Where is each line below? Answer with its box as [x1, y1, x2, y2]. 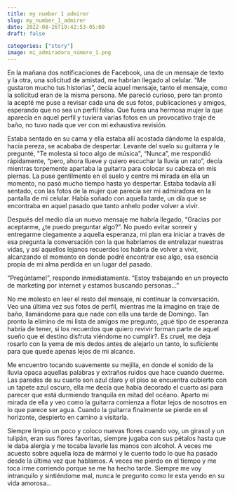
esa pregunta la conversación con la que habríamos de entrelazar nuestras [7, 238, 224, 246]
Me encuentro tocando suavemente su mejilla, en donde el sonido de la [7, 361, 214, 369]
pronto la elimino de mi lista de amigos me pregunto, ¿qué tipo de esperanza [7, 317, 229, 326]
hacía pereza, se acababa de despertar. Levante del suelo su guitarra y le [7, 142, 220, 150]
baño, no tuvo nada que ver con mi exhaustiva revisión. [7, 121, 167, 129]
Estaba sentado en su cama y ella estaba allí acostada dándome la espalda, [7, 134, 226, 143]
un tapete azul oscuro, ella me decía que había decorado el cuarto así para [7, 383, 224, 391]
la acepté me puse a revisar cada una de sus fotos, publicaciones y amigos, [7, 98, 227, 106]
